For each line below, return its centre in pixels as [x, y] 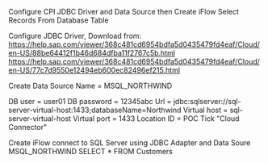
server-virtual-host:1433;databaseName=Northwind [95, 110]
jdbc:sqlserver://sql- [207, 101]
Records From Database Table [59, 20]
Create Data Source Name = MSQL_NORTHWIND [90, 86]
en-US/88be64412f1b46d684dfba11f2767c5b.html [92, 53]
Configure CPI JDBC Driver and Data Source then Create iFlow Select [124, 12]
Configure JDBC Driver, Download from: [75, 36]
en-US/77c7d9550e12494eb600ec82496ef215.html [94, 70]
